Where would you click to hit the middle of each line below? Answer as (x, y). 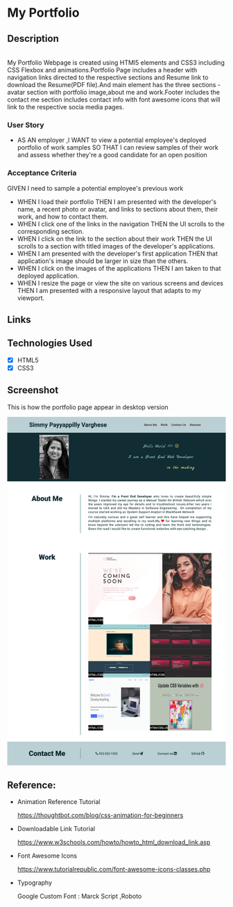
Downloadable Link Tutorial (56, 828)
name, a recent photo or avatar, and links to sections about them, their (118, 209)
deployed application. (48, 276)
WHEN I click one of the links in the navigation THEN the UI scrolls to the (121, 223)
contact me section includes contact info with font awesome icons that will (114, 100)
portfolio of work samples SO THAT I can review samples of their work (118, 148)
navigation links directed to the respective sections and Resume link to (108, 77)
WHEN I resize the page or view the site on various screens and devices (120, 283)
